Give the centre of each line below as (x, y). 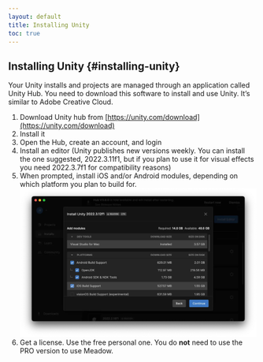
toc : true (24, 33)
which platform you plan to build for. (78, 185)
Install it (32, 134)
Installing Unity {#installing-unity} (94, 66)
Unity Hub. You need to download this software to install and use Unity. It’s (129, 94)
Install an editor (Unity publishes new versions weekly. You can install (132, 151)
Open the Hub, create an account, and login (91, 143)
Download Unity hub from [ (63, 118)
